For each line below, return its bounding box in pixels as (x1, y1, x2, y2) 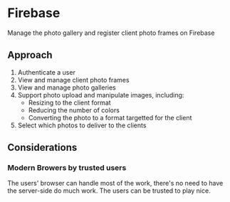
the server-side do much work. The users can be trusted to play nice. (7, 186, 211, 195)
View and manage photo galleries (17, 83, 116, 92)
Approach (7, 49, 53, 61)
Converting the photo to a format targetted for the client (28, 113, 192, 122)
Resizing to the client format (28, 98, 112, 107)
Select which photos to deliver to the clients (17, 121, 147, 129)
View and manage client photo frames (17, 75, 130, 84)
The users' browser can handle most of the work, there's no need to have (7, 179, 224, 188)
